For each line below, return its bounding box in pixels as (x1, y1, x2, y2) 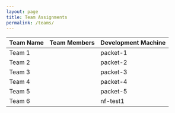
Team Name (9, 39, 44, 47)
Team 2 (9, 58, 31, 67)
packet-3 (100, 68, 128, 76)
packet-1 (100, 49, 128, 57)
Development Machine (100, 39, 166, 47)
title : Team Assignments (6, 14, 68, 20)
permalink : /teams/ (6, 20, 55, 26)
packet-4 (100, 78, 128, 86)
